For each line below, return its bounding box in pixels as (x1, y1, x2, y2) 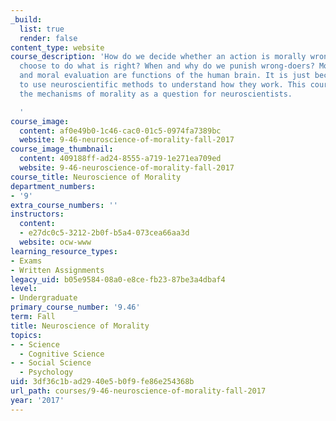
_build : (10, 14, 43, 25)
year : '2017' (10, 395, 65, 405)
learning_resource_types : (10, 246, 118, 256)
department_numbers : (10, 181, 97, 191)
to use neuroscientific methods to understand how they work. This (19, 80, 307, 90)
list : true (19, 24, 65, 34)
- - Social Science (10, 358, 92, 368)
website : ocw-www (19, 237, 92, 247)
